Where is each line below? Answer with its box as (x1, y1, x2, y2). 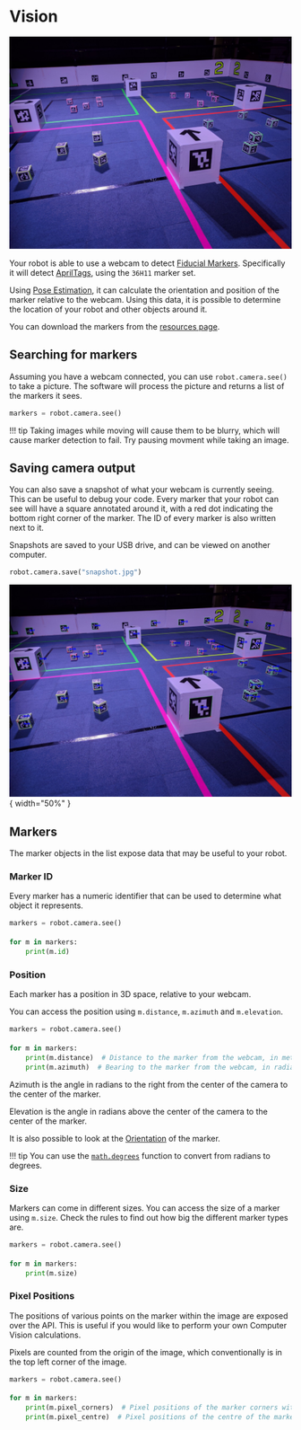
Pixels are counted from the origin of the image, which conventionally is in (9, 1346, 282, 1357)
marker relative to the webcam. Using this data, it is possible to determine (9, 294, 281, 305)
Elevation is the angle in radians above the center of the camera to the (9, 1106, 269, 1117)
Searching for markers (9, 348, 138, 363)
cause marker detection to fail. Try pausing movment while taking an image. (9, 434, 289, 446)
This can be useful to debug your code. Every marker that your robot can (9, 494, 279, 505)
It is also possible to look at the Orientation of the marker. (9, 1133, 221, 1143)
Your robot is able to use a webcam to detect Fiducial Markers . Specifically (9, 258, 286, 269)
